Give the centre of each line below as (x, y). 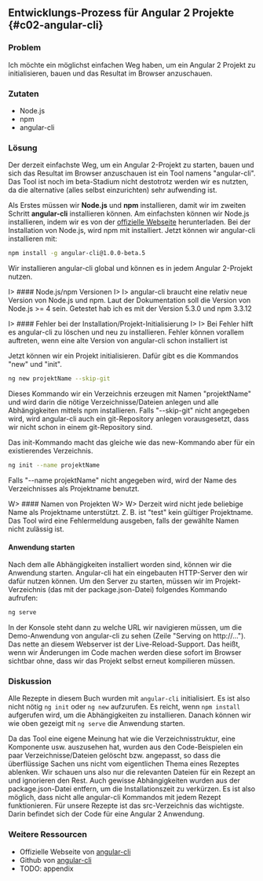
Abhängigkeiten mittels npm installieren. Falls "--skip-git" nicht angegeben (129, 411)
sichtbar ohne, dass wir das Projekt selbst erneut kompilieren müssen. (122, 661)
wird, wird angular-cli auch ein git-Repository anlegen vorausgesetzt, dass (129, 419)
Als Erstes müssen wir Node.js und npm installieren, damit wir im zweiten (127, 205)
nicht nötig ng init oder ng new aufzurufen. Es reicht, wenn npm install (124, 707)
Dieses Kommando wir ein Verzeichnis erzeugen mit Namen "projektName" (130, 394)
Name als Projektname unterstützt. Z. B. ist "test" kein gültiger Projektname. (131, 512)
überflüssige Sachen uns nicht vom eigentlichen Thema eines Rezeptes (124, 764)
